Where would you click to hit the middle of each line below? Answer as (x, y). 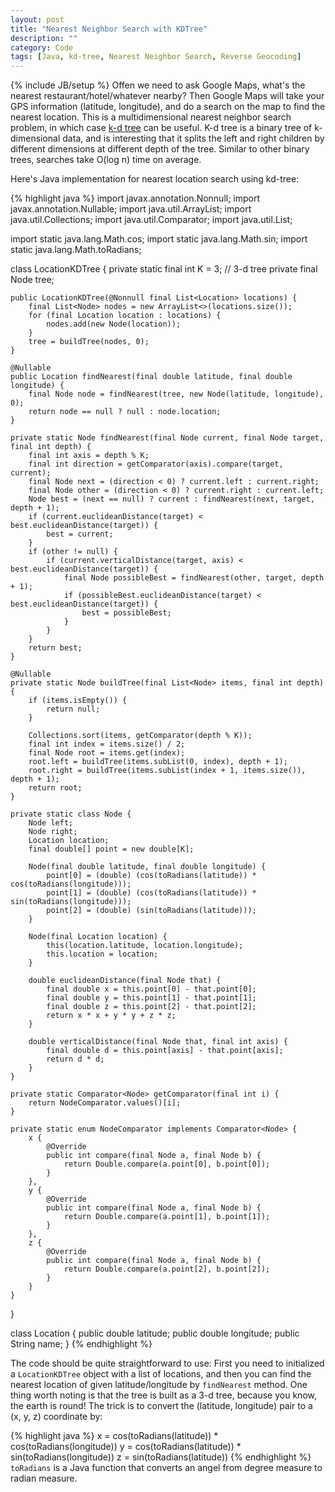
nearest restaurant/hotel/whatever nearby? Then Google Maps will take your (167, 96)
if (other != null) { (73, 552)
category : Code (42, 47)
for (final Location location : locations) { (125, 316)
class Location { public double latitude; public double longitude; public (155, 1333)
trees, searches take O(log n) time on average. (106, 160)
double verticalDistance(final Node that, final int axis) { (158, 1042)
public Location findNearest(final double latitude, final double (151, 377)
